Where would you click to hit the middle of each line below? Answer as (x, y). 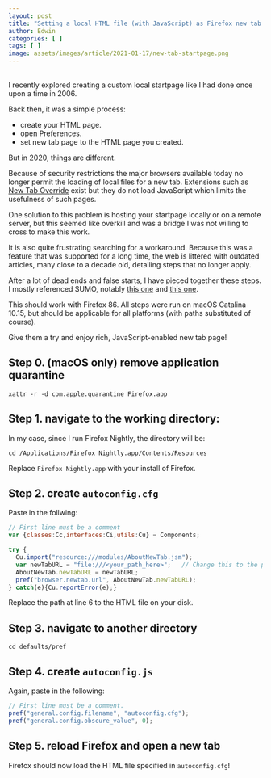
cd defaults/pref (38, 647)
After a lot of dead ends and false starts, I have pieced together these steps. (135, 280)
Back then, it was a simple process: (67, 109)
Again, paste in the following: (56, 691)
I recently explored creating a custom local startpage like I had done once (131, 85)
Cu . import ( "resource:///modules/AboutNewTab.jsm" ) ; (104, 557)
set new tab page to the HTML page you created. (102, 142)
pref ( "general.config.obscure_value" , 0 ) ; (81, 721)
